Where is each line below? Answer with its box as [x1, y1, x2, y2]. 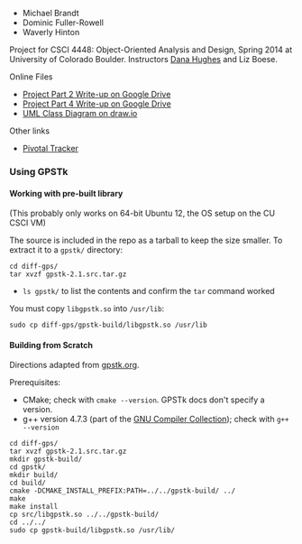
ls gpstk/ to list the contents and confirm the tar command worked [22, 286, 275, 297]
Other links [9, 125, 50, 136]
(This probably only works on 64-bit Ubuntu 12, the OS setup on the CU [9, 207, 276, 219]
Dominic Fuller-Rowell [22, 17, 104, 28]
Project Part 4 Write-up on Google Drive [22, 98, 171, 109]
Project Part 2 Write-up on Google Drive [22, 89, 171, 99]
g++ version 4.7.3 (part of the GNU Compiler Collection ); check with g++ [22, 414, 289, 425]
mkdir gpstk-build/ [9, 455, 83, 464]
